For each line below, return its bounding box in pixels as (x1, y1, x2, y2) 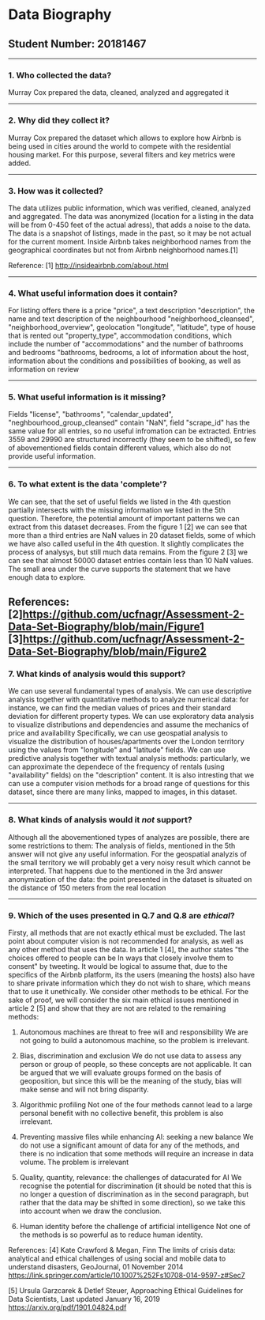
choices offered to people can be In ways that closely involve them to (8, 953, 234, 963)
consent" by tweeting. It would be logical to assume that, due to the (8, 962, 228, 971)
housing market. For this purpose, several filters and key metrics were (8, 149, 236, 159)
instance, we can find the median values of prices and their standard (8, 703, 231, 713)
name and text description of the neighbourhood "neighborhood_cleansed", (8, 314, 255, 323)
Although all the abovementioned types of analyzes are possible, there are (8, 832, 250, 842)
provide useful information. (8, 452, 96, 461)
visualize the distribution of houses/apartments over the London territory (8, 737, 244, 747)
